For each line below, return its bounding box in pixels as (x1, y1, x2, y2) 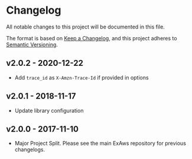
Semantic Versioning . (6, 41, 58, 48)
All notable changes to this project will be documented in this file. (6, 23, 165, 30)
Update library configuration (14, 107, 84, 114)
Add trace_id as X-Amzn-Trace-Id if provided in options (14, 74, 149, 81)
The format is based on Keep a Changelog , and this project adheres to (6, 34, 177, 42)
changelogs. (14, 146, 45, 153)
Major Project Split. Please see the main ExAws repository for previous (14, 140, 186, 147)
